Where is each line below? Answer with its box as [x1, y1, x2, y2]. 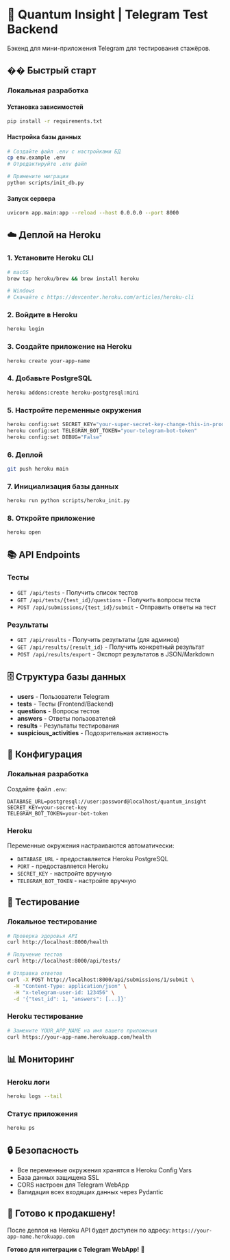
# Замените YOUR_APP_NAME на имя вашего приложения [7, 1027, 157, 1034]
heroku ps [7, 1124, 36, 1132]
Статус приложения [7, 1109, 78, 1118]
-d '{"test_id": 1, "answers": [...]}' [13, 996, 127, 1002]
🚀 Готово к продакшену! [7, 1208, 116, 1220]
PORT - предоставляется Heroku [16, 862, 109, 870]
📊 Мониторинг [7, 1053, 75, 1065]
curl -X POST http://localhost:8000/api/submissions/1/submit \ [7, 976, 194, 983]
